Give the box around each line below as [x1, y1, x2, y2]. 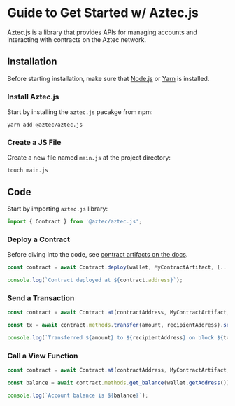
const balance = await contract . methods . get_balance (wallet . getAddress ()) [7, 379, 230, 386]
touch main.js [7, 167, 49, 174]
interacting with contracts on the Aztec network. [7, 35, 147, 43]
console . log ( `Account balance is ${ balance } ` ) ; [7, 392, 149, 400]
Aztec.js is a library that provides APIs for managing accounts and [7, 28, 197, 36]
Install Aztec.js [7, 92, 59, 101]
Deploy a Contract [7, 234, 71, 244]
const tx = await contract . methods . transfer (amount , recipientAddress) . [7, 322, 224, 329]
